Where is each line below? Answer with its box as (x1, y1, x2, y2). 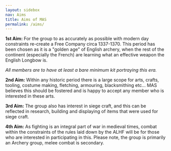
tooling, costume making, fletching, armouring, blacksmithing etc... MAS (5, 82, 157, 88)
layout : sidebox (5, 7, 40, 13)
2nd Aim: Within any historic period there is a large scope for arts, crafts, (5, 77, 159, 83)
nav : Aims (5, 12, 27, 17)
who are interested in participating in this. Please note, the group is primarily (5, 134, 166, 140)
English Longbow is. (5, 57, 47, 64)
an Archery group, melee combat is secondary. (5, 140, 105, 146)
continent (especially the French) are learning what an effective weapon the (5, 52, 165, 58)
